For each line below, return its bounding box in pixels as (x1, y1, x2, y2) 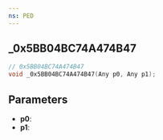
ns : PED (8, 11, 35, 20)
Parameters (8, 93, 68, 106)
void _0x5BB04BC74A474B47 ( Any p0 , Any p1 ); (8, 70, 157, 79)
